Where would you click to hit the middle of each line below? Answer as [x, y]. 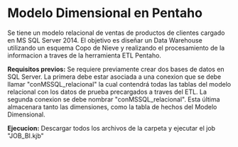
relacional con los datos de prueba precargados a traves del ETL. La [107, 92]
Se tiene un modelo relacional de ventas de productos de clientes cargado [116, 33]
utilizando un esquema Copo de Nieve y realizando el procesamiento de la [116, 48]
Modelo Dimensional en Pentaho [105, 13]
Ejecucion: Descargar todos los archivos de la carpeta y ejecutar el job [111, 128]
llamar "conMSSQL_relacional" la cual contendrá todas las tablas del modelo [119, 84]
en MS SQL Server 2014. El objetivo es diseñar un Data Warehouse [105, 40]
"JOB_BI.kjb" [26, 136]
